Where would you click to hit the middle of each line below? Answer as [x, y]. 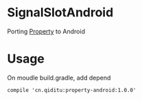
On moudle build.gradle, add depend [59, 78]
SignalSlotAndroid [60, 13]
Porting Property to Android [46, 31]
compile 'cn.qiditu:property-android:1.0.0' [72, 90]
